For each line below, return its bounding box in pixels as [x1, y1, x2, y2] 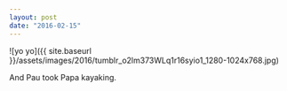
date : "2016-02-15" [9, 21, 82, 30]
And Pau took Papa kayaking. [9, 72, 117, 82]
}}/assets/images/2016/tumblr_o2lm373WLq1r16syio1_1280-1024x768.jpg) [9, 55, 280, 65]
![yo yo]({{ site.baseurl [9, 45, 92, 56]
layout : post [9, 12, 58, 22]
